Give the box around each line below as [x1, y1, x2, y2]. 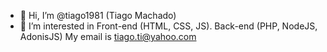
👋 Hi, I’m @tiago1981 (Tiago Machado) [19, 10, 177, 21]
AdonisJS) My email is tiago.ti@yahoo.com [19, 31, 197, 42]
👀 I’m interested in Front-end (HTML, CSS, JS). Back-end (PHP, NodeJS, [19, 20, 318, 32]
